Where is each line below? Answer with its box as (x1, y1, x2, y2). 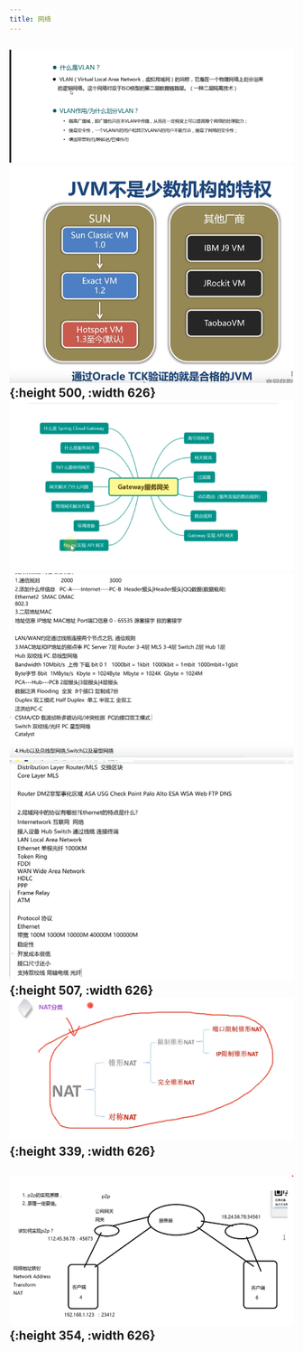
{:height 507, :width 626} (9, 983, 154, 998)
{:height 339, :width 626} (9, 1143, 156, 1159)
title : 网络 (9, 14, 51, 23)
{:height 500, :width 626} (9, 385, 156, 400)
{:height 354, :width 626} (9, 1329, 156, 1344)
